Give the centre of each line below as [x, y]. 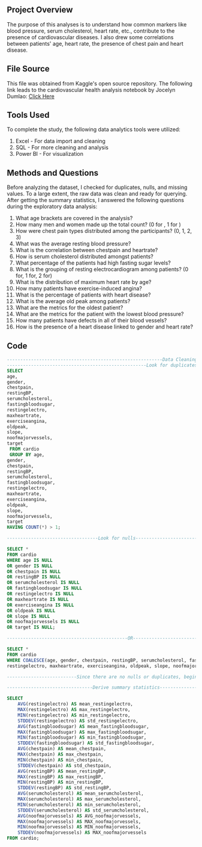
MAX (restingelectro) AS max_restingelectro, [74, 710]
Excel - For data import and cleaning [60, 141]
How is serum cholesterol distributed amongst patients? [84, 257]
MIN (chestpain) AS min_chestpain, [61, 760]
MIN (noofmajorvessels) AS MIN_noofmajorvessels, [79, 827]
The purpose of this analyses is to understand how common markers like [97, 24]
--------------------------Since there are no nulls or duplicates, [94, 677]
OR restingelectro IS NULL [40, 594]
